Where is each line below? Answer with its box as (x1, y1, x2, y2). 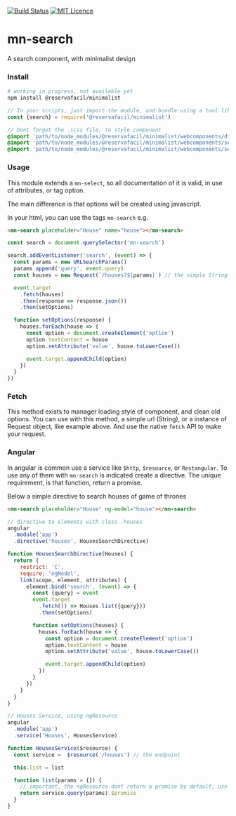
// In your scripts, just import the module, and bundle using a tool (7, 107, 218, 114)
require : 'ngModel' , (20, 570, 80, 577)
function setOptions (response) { (13, 317, 112, 324)
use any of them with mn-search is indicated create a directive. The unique (7, 470, 221, 479)
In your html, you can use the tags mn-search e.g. (7, 213, 149, 221)
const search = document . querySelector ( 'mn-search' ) (7, 239, 165, 246)
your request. (7, 430, 46, 438)
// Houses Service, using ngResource (7, 713, 118, 720)
